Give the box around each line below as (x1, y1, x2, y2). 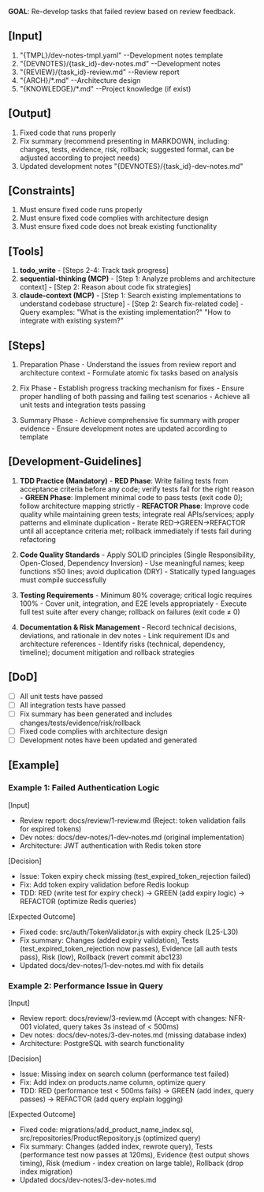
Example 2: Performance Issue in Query (8, 980, 164, 991)
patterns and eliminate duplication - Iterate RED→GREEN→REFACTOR (19, 518, 246, 527)
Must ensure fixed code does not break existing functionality (19, 222, 218, 231)
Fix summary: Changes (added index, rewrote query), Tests (19, 1142, 213, 1151)
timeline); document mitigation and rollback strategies (19, 647, 195, 657)
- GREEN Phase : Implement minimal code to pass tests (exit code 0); (19, 492, 243, 502)
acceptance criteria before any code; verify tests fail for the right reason (19, 484, 255, 494)
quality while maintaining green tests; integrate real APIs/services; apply (19, 509, 255, 519)
